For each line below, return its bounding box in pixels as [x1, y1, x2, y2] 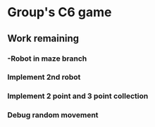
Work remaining [7, 32, 80, 44]
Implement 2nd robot [7, 72, 81, 82]
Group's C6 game [7, 4, 112, 20]
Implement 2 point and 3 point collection [7, 91, 149, 101]
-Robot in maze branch [7, 54, 87, 64]
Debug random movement [7, 110, 99, 120]
